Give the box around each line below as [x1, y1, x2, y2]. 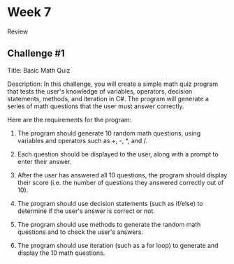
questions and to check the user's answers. [17, 228, 143, 236]
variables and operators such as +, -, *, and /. [17, 136, 148, 145]
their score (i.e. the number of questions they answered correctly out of [17, 178, 224, 186]
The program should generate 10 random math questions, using [17, 129, 201, 137]
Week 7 [7, 4, 52, 20]
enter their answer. [17, 157, 72, 166]
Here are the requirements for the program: [7, 115, 132, 124]
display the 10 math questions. [17, 249, 105, 257]
